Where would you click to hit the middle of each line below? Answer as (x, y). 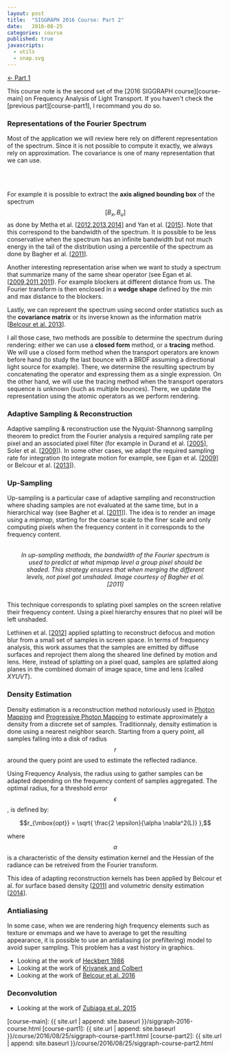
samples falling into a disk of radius (57, 739)
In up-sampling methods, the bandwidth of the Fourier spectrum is (115, 555)
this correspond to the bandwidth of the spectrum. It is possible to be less (112, 232)
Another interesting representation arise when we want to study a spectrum (114, 267)
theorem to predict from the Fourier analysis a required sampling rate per (110, 436)
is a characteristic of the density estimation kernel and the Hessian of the (111, 857)
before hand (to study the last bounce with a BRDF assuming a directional (111, 359)
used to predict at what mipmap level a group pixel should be (115, 562)
